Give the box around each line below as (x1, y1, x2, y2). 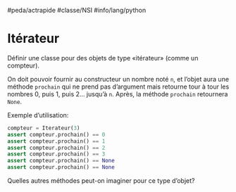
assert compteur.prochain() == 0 (7, 131, 106, 138)
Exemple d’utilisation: (7, 110, 69, 119)
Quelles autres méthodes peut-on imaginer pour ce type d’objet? (7, 177, 195, 185)
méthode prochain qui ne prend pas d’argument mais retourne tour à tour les (7, 82, 230, 91)
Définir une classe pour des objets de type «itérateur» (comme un (7, 53, 199, 62)
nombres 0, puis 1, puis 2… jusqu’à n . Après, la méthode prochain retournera (7, 89, 228, 98)
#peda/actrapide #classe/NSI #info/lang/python (7, 6, 147, 14)
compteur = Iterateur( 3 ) (7, 124, 80, 132)
